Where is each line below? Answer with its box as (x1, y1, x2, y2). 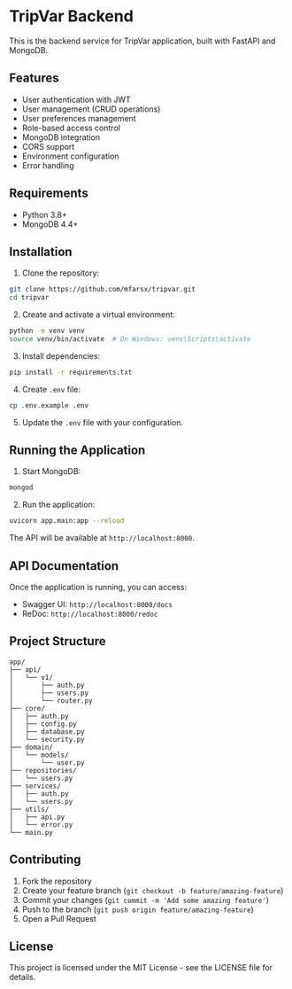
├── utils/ (9, 805, 50, 814)
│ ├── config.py (9, 720, 77, 728)
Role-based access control (21, 122, 121, 133)
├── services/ (9, 782, 62, 790)
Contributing (9, 853, 81, 868)
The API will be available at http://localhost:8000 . (9, 533, 195, 543)
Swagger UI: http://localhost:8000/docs (21, 599, 173, 609)
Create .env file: (21, 384, 81, 394)
